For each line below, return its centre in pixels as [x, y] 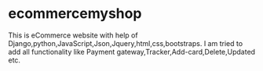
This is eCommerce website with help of [73, 35]
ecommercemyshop [75, 14]
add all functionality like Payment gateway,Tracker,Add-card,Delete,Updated [132, 51]
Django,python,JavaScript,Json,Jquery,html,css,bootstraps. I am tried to [126, 43]
